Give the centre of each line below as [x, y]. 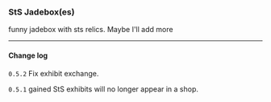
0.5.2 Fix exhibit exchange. [54, 73]
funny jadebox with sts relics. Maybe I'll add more [91, 30]
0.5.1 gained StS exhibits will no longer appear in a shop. [104, 89]
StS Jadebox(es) [42, 12]
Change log [28, 55]
